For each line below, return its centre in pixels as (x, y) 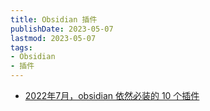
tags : (21, 47)
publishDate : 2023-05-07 (62, 29)
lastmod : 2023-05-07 (53, 38)
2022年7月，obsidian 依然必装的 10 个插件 (112, 95)
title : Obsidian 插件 (54, 19)
